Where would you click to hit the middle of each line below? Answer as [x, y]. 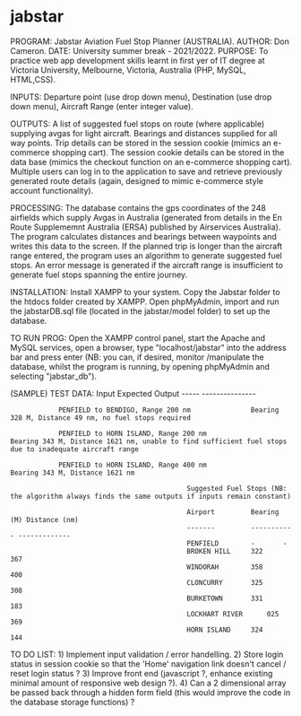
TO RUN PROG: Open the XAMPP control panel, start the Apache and [138, 337]
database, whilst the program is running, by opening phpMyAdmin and [140, 366]
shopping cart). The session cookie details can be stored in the [168, 152]
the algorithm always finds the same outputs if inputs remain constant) [151, 496]
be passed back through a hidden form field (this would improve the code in [150, 692]
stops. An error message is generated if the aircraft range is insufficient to [146, 265]
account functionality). [52, 190]
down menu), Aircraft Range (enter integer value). [102, 106]
